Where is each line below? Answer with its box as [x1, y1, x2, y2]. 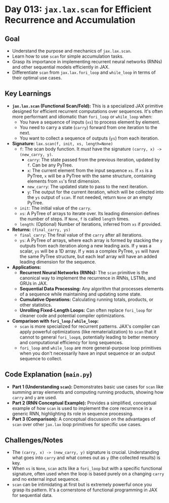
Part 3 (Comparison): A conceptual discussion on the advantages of [12, 416, 155, 422]
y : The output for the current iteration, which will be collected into [27, 189, 164, 195]
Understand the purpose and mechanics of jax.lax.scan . [12, 48, 132, 54]
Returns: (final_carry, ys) [12, 226, 71, 232]
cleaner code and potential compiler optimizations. [19, 312, 126, 318]
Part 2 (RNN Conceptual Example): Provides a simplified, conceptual [12, 400, 157, 406]
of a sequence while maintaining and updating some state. [19, 291, 142, 297]
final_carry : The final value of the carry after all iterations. [19, 232, 143, 238]
